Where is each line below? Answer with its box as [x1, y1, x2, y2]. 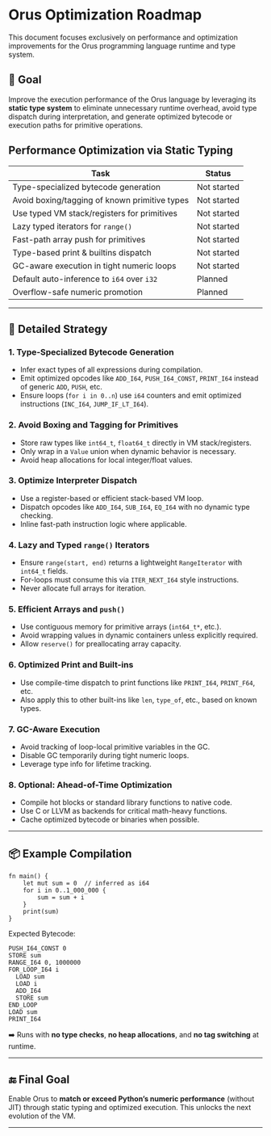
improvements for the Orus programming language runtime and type [8, 40, 236, 50]
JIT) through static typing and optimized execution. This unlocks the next [8, 1102, 252, 1112]
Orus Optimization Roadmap [8, 6, 202, 24]
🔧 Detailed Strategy [8, 322, 108, 336]
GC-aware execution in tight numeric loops [12, 260, 177, 271]
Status [205, 167, 231, 179]
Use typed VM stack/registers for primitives [12, 208, 178, 219]
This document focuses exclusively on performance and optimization [8, 32, 238, 42]
